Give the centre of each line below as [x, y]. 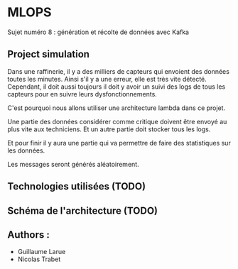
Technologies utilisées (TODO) [77, 186]
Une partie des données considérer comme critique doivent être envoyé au [117, 121]
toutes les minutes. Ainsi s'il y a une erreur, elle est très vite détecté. [107, 79]
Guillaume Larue [42, 252]
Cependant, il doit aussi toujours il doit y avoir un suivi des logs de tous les [117, 87]
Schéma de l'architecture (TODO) [83, 210]
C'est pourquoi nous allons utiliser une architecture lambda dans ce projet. [117, 108]
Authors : [28, 235]
